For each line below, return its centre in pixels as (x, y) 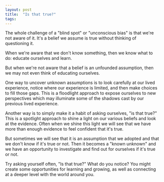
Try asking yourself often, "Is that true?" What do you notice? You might (78, 164)
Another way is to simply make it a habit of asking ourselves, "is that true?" (81, 113)
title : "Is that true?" (31, 14)
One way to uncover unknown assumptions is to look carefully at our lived (80, 83)
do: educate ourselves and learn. (39, 58)
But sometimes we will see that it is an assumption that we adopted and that (82, 138)
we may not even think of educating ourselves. (52, 73)
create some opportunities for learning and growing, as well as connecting (81, 169)
